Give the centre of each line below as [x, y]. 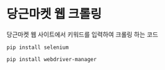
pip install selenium [38, 47]
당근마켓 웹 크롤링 [54, 14]
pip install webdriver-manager [52, 59]
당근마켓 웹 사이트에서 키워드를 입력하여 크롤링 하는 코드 [82, 34]
